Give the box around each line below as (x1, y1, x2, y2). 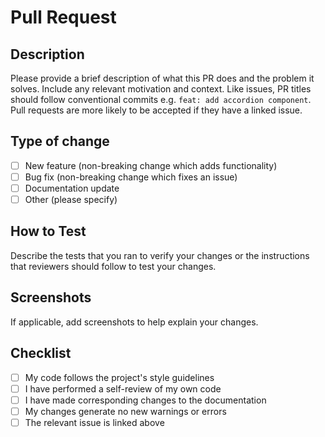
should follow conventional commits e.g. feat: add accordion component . (10, 94, 312, 105)
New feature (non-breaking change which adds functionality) (24, 159, 278, 171)
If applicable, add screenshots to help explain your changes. (10, 316, 259, 328)
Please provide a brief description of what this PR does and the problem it (10, 72, 315, 84)
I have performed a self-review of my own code (24, 382, 222, 395)
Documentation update (24, 182, 120, 194)
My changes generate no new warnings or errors (24, 405, 227, 417)
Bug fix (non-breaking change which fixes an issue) (24, 171, 238, 183)
